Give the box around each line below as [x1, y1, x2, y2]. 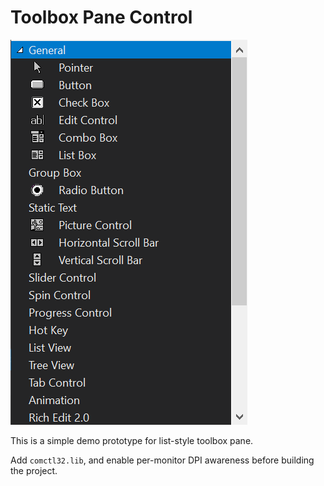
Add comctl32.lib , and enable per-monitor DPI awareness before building [10, 454, 315, 466]
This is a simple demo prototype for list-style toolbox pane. [10, 434, 254, 446]
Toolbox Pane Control [10, 6, 193, 29]
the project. [10, 464, 58, 476]
